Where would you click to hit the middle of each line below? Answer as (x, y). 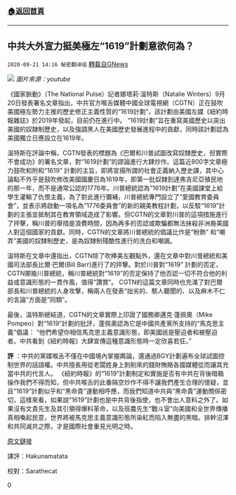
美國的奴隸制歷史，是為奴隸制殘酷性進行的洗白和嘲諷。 (97, 241)
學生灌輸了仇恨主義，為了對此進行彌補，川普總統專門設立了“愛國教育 (107, 197)
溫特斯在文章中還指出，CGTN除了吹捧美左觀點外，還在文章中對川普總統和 (114, 256)
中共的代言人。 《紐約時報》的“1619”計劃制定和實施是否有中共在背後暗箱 (119, 373)
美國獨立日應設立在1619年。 (47, 138)
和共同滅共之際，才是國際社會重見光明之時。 (72, 426)
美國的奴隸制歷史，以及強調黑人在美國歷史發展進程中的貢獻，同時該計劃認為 (118, 129)
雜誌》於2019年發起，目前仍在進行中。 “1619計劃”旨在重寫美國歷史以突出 (119, 120)
